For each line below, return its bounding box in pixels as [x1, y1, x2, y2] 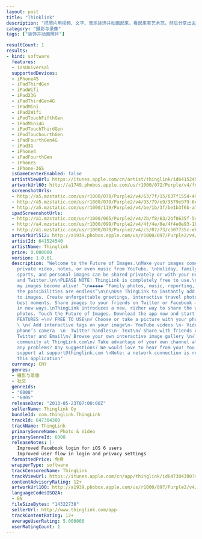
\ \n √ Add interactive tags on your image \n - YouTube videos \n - [17, 322, 185, 328]
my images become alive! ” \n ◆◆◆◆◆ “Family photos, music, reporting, [17, 282, 195, 289]
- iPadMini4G [11, 120, 44, 126]
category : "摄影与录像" [6, 25, 61, 32]
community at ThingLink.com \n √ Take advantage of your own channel [17, 338, 189, 345]
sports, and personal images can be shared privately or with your [17, 272, 189, 278]
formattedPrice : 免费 [11, 456, 64, 463]
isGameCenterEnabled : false [11, 171, 82, 177]
